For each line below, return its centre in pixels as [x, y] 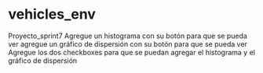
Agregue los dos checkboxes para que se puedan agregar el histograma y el [131, 52]
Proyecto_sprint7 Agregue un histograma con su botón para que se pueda [128, 36]
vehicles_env [52, 14]
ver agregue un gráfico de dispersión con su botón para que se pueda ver [128, 43]
